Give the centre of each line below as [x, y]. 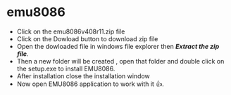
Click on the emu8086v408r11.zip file [71, 31]
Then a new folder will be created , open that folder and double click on [120, 61]
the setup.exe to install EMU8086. [66, 68]
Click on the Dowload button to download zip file [87, 38]
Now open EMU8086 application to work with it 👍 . [90, 84]
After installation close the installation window [83, 76]
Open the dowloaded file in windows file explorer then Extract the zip [118, 46]
